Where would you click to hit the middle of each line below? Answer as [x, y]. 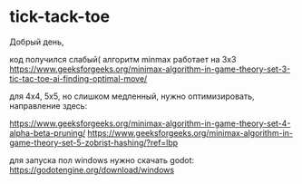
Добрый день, [37, 42]
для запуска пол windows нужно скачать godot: [102, 160]
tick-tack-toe [60, 17]
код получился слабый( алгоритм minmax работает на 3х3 [123, 59]
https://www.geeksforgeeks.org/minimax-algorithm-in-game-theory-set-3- [150, 69]
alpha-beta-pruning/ [48, 132]
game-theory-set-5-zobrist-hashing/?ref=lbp [94, 142]
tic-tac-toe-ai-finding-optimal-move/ [78, 78]
